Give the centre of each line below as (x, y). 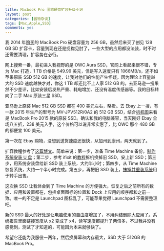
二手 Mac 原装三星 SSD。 (39, 95)
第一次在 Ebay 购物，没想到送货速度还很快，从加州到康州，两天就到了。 (78, 141)
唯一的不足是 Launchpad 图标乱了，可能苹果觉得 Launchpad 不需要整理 (85, 198)
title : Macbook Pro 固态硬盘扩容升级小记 (44, 10)
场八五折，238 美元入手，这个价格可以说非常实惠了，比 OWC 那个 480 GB (80, 124)
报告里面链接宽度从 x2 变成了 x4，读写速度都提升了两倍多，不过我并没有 (82, 221)
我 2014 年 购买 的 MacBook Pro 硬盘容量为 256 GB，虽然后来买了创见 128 (79, 43)
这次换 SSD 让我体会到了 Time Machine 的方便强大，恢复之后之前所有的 (77, 186)
